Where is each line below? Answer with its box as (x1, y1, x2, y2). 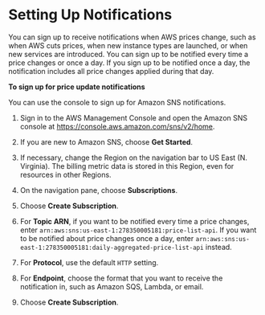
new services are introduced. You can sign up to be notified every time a (8, 49, 249, 59)
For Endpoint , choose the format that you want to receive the (19, 273, 223, 283)
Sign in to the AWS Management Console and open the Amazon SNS (19, 112, 248, 122)
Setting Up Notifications (8, 6, 173, 24)
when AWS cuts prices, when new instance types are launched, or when (8, 40, 248, 50)
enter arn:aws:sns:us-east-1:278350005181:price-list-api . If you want (19, 225, 257, 235)
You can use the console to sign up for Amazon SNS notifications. (8, 97, 226, 107)
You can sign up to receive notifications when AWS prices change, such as (8, 32, 256, 42)
